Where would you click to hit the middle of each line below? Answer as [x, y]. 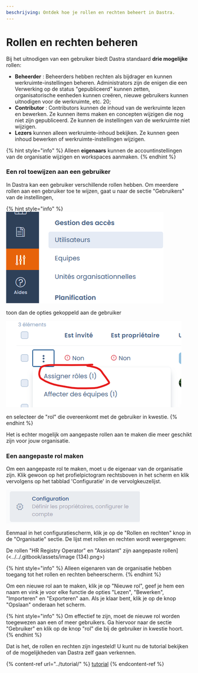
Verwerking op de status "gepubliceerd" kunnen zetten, [82, 89]
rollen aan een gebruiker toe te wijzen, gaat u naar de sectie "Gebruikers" [95, 191]
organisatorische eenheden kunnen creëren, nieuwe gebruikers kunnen [101, 95]
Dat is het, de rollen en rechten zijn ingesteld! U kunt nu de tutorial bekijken [97, 646]
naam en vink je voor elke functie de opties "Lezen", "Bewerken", [85, 592]
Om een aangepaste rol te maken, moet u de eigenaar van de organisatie [95, 469]
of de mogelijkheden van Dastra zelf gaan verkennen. [71, 653]
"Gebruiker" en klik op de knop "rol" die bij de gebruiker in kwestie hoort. [95, 629]
